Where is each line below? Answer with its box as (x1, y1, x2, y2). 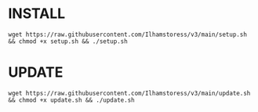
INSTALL (8, 5, 66, 23)
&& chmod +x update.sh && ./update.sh (8, 96, 135, 104)
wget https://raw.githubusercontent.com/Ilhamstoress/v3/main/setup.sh (8, 31, 247, 38)
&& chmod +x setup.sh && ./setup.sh (8, 37, 128, 45)
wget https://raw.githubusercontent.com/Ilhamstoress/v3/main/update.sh (8, 89, 251, 97)
